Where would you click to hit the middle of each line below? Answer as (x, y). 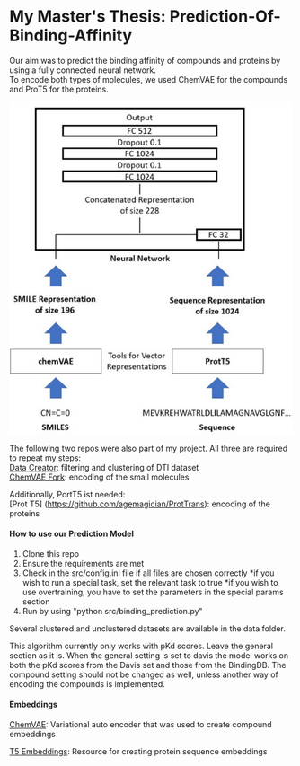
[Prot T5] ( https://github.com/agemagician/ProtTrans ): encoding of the (140, 504)
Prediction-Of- (225, 17)
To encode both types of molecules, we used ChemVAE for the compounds (149, 79)
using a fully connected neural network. (83, 70)
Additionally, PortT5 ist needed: (67, 494)
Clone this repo (50, 553)
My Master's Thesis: (88, 17)
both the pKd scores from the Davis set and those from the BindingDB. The (148, 665)
